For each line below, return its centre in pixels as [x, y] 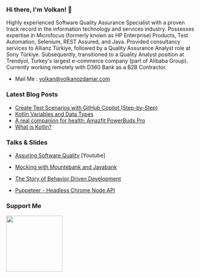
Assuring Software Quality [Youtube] [60, 155]
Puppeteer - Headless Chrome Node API [65, 190]
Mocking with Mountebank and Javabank [66, 167]
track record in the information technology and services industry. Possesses [100, 29]
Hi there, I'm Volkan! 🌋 [39, 10]
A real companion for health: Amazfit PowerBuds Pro [80, 120]
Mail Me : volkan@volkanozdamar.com [63, 79]
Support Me [24, 205]
